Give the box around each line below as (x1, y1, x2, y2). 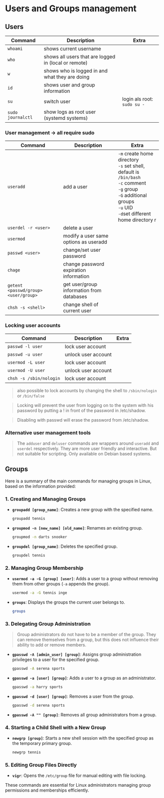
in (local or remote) (43, 59, 88, 66)
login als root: (122, 96, 153, 102)
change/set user (63, 246, 101, 253)
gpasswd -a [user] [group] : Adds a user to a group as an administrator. (12, 675, 156, 681)
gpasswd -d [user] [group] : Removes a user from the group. (12, 693, 134, 699)
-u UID (118, 204, 133, 211)
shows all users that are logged (43, 53, 116, 60)
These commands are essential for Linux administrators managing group (5, 782, 151, 788)
